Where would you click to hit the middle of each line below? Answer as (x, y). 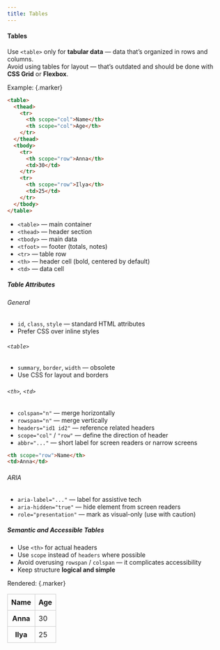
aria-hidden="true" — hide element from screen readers (99, 507)
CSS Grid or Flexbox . (38, 73)
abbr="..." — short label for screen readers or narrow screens (107, 442)
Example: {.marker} (35, 87)
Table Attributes (31, 284)
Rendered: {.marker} (37, 584)
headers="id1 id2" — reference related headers (86, 428)
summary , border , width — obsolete (66, 368)
